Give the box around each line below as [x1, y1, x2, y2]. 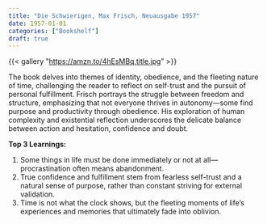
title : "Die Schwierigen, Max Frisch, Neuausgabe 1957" [8, 11, 200, 20]
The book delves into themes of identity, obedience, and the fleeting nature [8, 72, 259, 82]
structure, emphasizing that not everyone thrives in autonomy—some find [8, 98, 253, 108]
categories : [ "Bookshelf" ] [8, 27, 99, 35]
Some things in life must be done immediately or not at [19, 155, 202, 165]
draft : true [8, 34, 48, 43]
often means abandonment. [72, 163, 165, 174]
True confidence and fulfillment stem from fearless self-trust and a [19, 172, 242, 182]
